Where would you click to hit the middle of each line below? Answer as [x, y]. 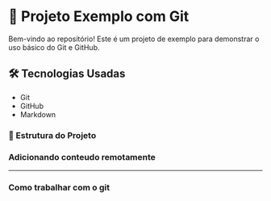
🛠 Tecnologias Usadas [67, 74]
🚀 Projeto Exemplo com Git [99, 17]
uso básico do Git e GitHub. [54, 47]
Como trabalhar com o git [59, 187]
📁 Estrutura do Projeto [52, 135]
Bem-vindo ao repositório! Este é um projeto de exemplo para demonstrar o [134, 39]
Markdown [38, 114]
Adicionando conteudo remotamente [82, 157]
